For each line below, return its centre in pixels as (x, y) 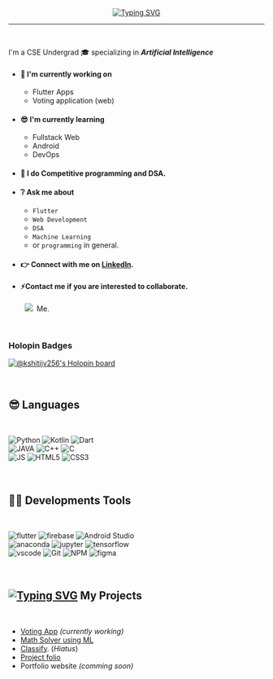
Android (45, 146)
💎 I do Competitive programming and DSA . (93, 173)
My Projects (111, 596)
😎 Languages (44, 404)
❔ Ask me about (47, 192)
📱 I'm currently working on (66, 74)
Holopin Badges (41, 345)
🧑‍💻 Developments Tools (70, 500)
